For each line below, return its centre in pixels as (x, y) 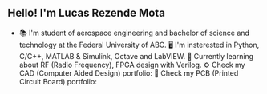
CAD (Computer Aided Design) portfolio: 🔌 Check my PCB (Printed (129, 73)
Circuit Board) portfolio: (58, 81)
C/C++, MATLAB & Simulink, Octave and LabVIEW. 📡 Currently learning (136, 56)
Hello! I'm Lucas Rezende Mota (87, 13)
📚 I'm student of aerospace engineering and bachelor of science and (134, 33)
